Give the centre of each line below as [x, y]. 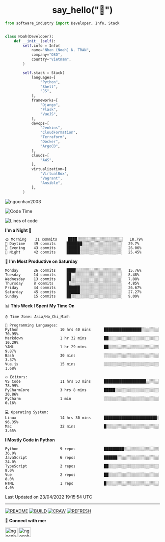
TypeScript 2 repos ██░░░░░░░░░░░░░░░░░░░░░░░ [82, 466]
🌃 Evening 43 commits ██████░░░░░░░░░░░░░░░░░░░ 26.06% [73, 248]
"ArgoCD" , [50, 146]
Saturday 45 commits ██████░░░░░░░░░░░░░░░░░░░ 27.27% [73, 292]
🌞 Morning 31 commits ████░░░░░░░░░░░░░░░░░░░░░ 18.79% [74, 239]
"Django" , [50, 105]
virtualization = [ [49, 169]
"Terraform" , [54, 137]
